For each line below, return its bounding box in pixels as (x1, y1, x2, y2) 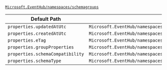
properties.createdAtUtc (7, 31, 67, 36)
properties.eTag (7, 38, 46, 43)
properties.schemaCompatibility (7, 51, 84, 57)
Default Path (30, 15, 61, 22)
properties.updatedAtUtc (7, 24, 67, 29)
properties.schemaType (7, 58, 61, 64)
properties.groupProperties (7, 45, 74, 50)
